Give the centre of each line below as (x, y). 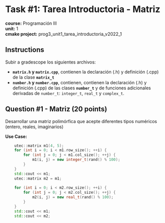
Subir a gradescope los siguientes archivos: (51, 62)
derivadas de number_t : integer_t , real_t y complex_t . (68, 93)
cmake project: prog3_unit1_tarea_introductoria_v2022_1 (64, 34)
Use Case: (16, 136)
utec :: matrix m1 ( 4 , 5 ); (39, 146)
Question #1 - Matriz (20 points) (56, 109)
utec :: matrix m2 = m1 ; (38, 178)
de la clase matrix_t (33, 77)
